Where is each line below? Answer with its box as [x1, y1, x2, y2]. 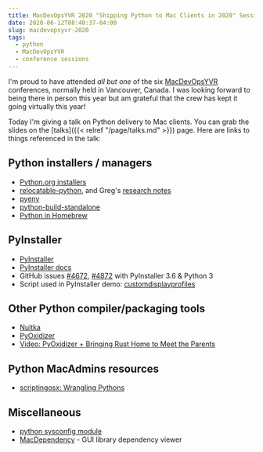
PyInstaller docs [19, 262, 72, 272]
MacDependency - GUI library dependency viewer [19, 435, 182, 444]
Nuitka [19, 323, 41, 332]
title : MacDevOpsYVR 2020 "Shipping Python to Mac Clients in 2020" [8, 11, 236, 20]
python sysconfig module [19, 426, 103, 436]
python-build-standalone [19, 202, 100, 212]
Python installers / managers [8, 156, 153, 169]
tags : [8, 33, 26, 42]
